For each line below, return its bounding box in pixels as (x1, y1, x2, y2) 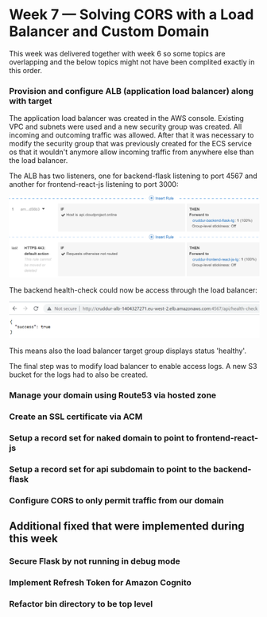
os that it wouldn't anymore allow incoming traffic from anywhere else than (9, 147, 254, 157)
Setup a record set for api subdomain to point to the (9, 464, 212, 475)
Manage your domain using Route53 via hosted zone (9, 390, 217, 401)
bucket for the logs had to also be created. (9, 370, 149, 379)
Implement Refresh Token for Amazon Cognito (9, 577, 192, 588)
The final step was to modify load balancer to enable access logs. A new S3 (9, 362, 257, 371)
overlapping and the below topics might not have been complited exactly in (9, 57, 255, 67)
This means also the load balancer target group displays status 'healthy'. (9, 346, 247, 355)
